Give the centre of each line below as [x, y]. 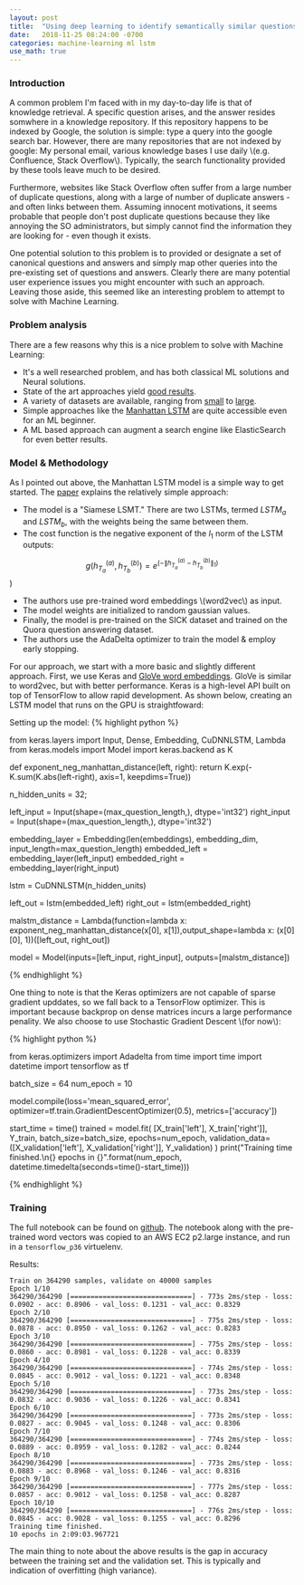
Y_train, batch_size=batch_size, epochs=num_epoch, [109, 1138]
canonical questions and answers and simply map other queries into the [143, 263]
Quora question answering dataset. [88, 629]
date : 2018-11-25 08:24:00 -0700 [76, 34]
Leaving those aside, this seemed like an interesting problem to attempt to [147, 292]
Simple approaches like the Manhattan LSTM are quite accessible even [155, 410]
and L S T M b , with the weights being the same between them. [135, 522]
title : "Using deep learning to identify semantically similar [133, 26]
